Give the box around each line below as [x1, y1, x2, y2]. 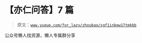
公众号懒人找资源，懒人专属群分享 [5, 32, 76, 38]
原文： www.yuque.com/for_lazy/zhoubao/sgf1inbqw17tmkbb [17, 22, 137, 28]
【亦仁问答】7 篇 [5, 4, 74, 16]
